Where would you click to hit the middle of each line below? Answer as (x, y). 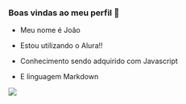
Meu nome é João (50, 30)
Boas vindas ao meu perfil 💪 (64, 13)
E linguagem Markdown (59, 77)
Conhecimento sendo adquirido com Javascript (99, 61)
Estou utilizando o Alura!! (61, 46)
